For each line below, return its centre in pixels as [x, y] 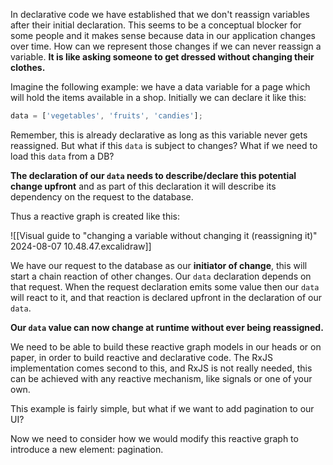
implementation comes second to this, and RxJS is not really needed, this [161, 368]
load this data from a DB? [62, 156]
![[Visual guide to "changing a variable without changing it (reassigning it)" [164, 235]
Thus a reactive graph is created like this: [95, 216]
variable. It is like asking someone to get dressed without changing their [162, 57]
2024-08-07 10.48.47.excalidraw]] [81, 246]
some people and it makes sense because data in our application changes [163, 35]
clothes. [28, 67]
